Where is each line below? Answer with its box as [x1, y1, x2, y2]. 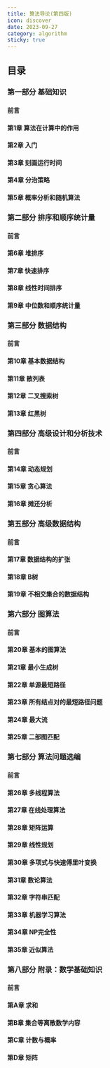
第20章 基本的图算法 [7, 646, 67, 654]
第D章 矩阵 [7, 1053, 39, 1062]
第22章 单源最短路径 [7, 680, 66, 689]
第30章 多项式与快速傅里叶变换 [7, 858, 97, 866]
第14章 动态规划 [7, 465, 53, 473]
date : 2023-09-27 [7, 23, 58, 30]
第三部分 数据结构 [7, 320, 67, 330]
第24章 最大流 [7, 715, 48, 723]
